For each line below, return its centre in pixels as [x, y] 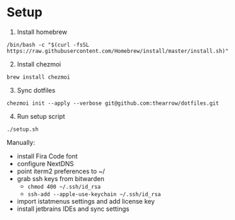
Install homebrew [42, 32]
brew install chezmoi [39, 77]
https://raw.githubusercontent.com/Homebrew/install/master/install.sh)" [118, 51]
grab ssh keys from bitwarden [61, 178]
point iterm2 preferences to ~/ [61, 171]
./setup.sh [23, 129]
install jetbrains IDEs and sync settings [73, 209]
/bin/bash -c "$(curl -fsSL [48, 45]
